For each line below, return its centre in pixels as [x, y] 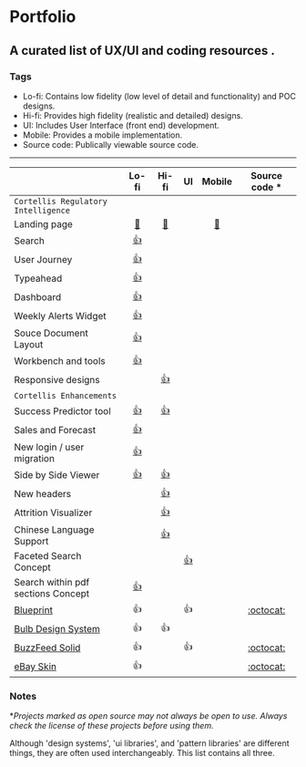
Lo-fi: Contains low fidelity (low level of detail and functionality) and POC [159, 96]
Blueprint [33, 610]
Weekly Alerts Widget [60, 316]
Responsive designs [57, 380]
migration [34, 458]
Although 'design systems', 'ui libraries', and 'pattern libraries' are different [149, 743]
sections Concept [52, 593]
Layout [29, 344]
